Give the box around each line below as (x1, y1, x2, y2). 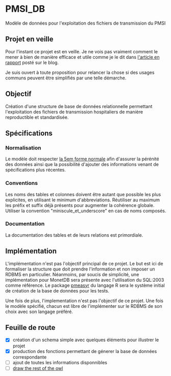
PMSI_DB (5, 3, 45, 15)
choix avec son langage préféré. (5, 308, 73, 315)
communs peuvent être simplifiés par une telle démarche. (5, 75, 127, 81)
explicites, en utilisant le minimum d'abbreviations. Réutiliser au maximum (5, 197, 160, 203)
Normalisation (5, 144, 41, 151)
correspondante (12, 354, 47, 360)
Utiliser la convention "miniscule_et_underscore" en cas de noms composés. (5, 207, 166, 214)
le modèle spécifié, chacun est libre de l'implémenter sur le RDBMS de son (5, 303, 162, 309)
